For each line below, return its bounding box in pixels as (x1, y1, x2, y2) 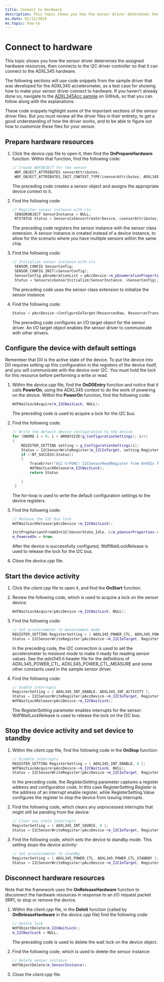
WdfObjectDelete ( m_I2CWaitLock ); (12, 926, 81, 931)
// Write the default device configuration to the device (12, 430, 133, 434)
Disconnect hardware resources (5, 874, 105, 882)
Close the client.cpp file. (12, 971, 61, 977)
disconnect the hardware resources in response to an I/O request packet (5, 892, 151, 898)
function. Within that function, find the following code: (12, 156, 121, 162)
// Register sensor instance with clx (12, 207, 91, 212)
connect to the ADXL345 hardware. (5, 68, 77, 74)
